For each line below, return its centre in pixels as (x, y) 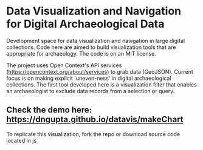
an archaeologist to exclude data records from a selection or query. (91, 91)
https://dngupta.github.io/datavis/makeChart (95, 119)
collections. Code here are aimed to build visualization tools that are (91, 47)
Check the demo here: (49, 110)
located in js (22, 140)
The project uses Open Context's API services (64, 65)
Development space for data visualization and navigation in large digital (96, 41)
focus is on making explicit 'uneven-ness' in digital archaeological (89, 78)
